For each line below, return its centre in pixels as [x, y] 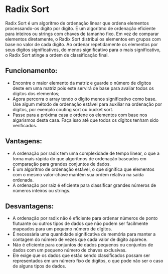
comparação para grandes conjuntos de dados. [62, 164]
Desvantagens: [30, 206]
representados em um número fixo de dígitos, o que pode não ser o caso [88, 261]
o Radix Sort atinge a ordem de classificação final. [57, 55]
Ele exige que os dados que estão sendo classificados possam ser [81, 255]
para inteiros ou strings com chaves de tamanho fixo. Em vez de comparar [82, 34]
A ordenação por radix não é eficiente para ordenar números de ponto [85, 218]
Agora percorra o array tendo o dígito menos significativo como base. [85, 99]
